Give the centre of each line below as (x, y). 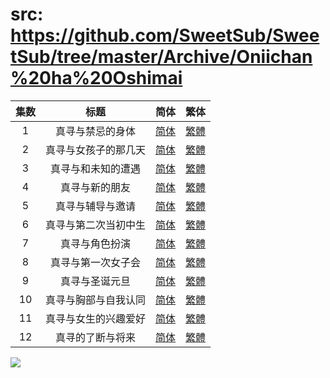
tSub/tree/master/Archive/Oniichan (161, 57)
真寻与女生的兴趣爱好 (96, 318)
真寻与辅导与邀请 (96, 206)
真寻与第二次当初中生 (96, 225)
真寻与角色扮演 (96, 243)
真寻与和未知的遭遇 (96, 168)
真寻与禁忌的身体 (96, 131)
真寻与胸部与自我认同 (96, 300)
